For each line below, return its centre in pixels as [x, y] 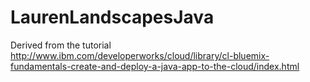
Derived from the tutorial [61, 45]
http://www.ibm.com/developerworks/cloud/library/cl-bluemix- [140, 55]
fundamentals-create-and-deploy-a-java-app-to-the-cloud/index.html [155, 66]
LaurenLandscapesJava [112, 17]
